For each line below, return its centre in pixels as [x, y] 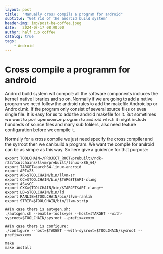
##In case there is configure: [37, 226]
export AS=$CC [19, 184]
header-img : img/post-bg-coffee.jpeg [43, 23]
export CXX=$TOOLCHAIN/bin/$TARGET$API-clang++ [54, 188]
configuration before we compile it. [40, 130]
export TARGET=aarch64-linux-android [43, 167]
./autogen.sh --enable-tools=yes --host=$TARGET [55, 213]
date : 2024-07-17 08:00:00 [35, 28]
